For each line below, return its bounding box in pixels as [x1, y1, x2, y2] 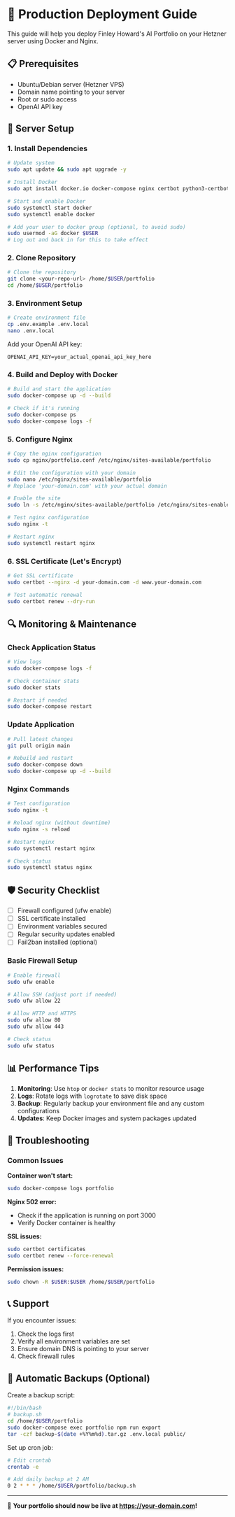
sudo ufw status [7, 1042, 55, 1049]
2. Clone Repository [7, 253, 76, 263]
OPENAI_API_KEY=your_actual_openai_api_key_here [7, 353, 152, 361]
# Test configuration [7, 800, 71, 807]
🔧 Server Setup [7, 122, 75, 135]
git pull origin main [7, 742, 71, 749]
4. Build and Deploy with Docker [7, 369, 118, 379]
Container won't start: [7, 1171, 73, 1180]
